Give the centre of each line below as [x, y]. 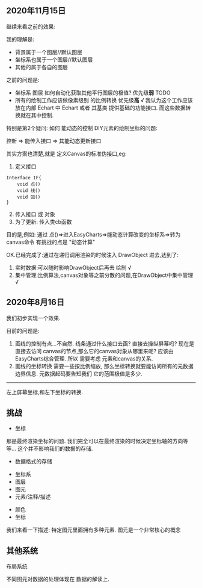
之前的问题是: [23, 79]
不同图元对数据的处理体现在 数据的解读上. [58, 579]
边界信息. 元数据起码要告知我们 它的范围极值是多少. [78, 373]
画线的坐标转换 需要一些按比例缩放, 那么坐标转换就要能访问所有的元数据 [104, 366]
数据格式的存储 [33, 462]
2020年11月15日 [36, 11]
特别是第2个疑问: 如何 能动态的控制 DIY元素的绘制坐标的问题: [82, 128]
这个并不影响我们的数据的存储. [55, 449]
